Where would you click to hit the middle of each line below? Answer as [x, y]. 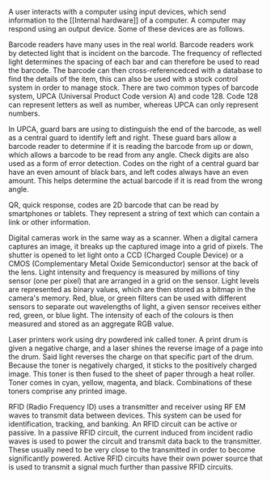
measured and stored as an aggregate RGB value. [91, 324]
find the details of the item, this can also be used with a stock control [123, 79]
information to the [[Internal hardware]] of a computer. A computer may [127, 20]
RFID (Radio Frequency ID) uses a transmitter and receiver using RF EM [127, 407]
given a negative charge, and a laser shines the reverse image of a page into [136, 348]
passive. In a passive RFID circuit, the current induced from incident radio [131, 433]
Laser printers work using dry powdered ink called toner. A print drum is [128, 340]
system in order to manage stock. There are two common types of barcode [133, 87]
